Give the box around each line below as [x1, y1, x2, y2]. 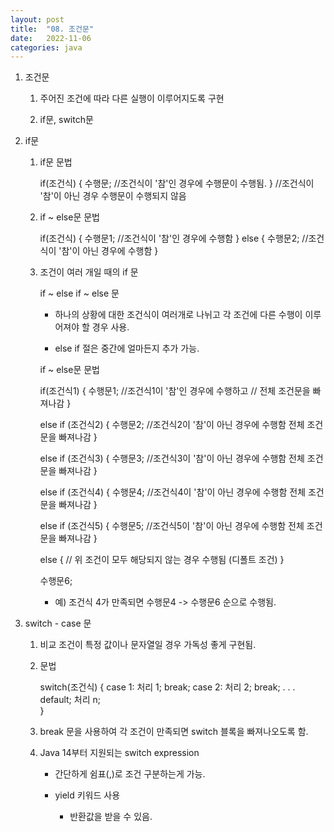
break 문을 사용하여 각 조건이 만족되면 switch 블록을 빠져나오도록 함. [39, 726, 309, 738]
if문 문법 [39, 156, 73, 168]
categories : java [10, 42, 83, 53]
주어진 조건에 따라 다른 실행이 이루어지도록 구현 [39, 92, 225, 105]
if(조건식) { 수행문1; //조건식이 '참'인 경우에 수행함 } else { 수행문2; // [39, 232, 309, 245]
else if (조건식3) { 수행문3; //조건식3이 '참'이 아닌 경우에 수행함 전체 [39, 452, 305, 465]
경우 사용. [91, 321, 130, 333]
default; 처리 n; [39, 694, 101, 706]
